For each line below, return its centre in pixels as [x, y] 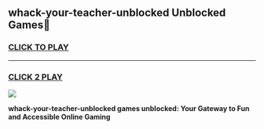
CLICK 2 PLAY [35, 77]
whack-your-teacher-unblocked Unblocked [117, 13]
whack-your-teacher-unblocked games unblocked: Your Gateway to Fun [129, 108]
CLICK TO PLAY [38, 48]
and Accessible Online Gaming [59, 116]
